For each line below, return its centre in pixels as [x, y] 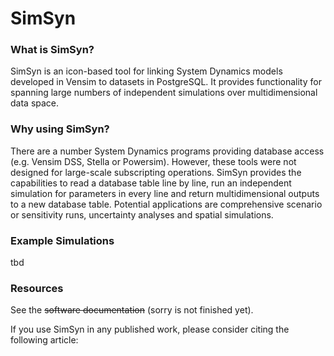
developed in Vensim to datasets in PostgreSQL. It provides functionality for [166, 82]
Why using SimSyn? [60, 129]
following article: [44, 340]
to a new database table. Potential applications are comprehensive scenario [166, 204]
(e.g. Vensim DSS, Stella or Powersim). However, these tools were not [153, 161]
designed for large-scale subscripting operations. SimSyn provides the [156, 172]
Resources [37, 288]
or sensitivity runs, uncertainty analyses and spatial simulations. [142, 214]
